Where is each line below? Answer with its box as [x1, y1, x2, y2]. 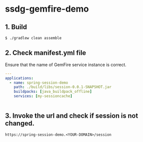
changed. [5, 119, 35, 127]
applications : [5, 75, 34, 81]
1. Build [5, 23, 27, 31]
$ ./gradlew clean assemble [5, 35, 62, 40]
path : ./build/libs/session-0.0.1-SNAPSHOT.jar [14, 85, 111, 89]
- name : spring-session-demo [9, 80, 68, 85]
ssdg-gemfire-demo [5, 3, 89, 15]
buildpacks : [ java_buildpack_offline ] [14, 89, 92, 94]
